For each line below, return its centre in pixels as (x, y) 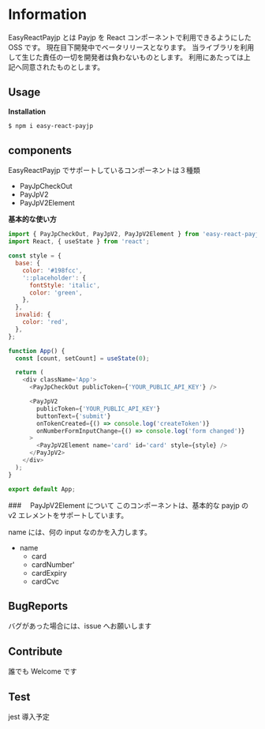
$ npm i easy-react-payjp (50, 126)
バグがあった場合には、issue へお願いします (80, 626)
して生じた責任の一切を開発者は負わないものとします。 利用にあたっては (126, 57)
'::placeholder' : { (54, 278)
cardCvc (45, 581)
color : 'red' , (45, 322)
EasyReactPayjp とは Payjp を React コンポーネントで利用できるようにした (130, 37)
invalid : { (33, 315)
